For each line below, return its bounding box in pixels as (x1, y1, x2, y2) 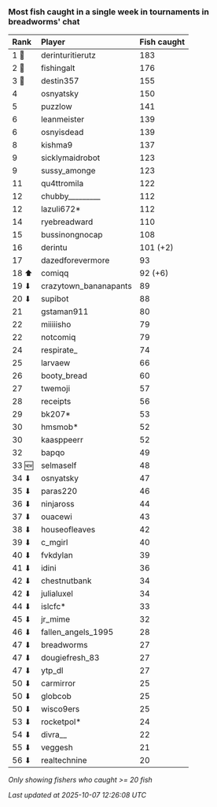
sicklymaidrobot (40, 152, 101, 163)
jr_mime (40, 614, 71, 625)
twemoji (40, 383, 71, 394)
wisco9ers (40, 704, 80, 715)
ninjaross (40, 499, 75, 510)
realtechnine (40, 755, 88, 766)
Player (40, 36, 65, 47)
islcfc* (40, 601, 66, 612)
